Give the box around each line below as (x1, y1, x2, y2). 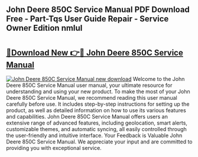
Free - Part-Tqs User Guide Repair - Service (6, 14, 169, 24)
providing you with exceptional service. (6, 145, 102, 151)
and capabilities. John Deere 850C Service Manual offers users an (6, 113, 168, 120)
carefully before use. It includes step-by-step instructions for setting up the (6, 100, 190, 107)
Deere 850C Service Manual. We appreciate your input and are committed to (6, 138, 193, 145)
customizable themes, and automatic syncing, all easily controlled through (6, 126, 187, 132)
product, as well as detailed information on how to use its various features (6, 107, 186, 114)
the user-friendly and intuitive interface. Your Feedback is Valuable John (6, 132, 183, 139)
